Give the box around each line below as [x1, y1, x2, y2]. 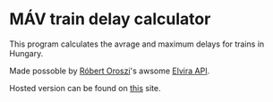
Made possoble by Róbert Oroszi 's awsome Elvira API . [9, 65, 210, 76]
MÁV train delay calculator [9, 9, 211, 30]
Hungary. [9, 47, 44, 58]
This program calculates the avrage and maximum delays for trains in [9, 38, 265, 49]
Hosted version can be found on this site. [9, 82, 161, 93]
